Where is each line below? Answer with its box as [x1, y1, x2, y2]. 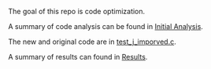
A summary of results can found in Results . [8, 53, 148, 61]
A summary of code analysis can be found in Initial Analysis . [8, 22, 203, 31]
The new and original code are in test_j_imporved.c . [8, 37, 177, 46]
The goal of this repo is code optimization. [8, 7, 146, 16]
